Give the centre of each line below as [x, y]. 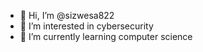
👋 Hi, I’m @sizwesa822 [67, 15]
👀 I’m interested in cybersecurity [86, 26]
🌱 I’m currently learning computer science [106, 36]
